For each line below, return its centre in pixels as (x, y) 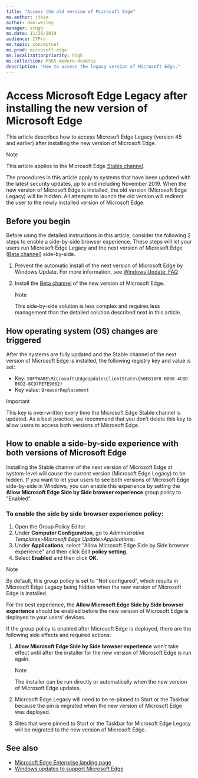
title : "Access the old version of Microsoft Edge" (71, 12)
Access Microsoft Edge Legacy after (97, 96)
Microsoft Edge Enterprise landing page (63, 762)
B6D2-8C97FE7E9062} (39, 384)
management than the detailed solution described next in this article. (98, 313)
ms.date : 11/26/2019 (32, 34)
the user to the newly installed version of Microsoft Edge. (75, 203)
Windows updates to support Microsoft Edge (69, 769)
